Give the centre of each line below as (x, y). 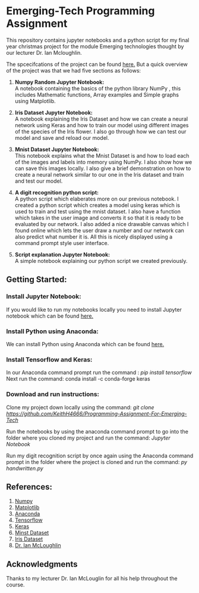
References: (29, 487)
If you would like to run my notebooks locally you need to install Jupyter (94, 309)
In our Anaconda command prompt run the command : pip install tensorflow (99, 372)
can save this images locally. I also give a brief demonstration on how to (103, 168)
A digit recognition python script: (57, 192)
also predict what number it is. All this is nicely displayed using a (94, 237)
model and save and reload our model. (62, 137)
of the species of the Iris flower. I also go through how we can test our (100, 131)
